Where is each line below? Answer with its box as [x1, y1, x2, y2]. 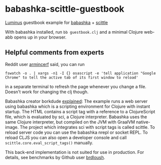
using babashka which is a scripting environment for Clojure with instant [5, 103, 150, 109]
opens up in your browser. [14, 34, 67, 40]
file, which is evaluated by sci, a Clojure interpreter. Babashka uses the [5, 114, 147, 120]
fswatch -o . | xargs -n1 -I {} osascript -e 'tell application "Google [5, 71, 156, 76]
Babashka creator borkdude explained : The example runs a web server [5, 98, 148, 104]
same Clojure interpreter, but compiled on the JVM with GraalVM [5, 119, 135, 125]
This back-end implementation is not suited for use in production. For [5, 149, 144, 155]
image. [5, 124, 19, 130]
